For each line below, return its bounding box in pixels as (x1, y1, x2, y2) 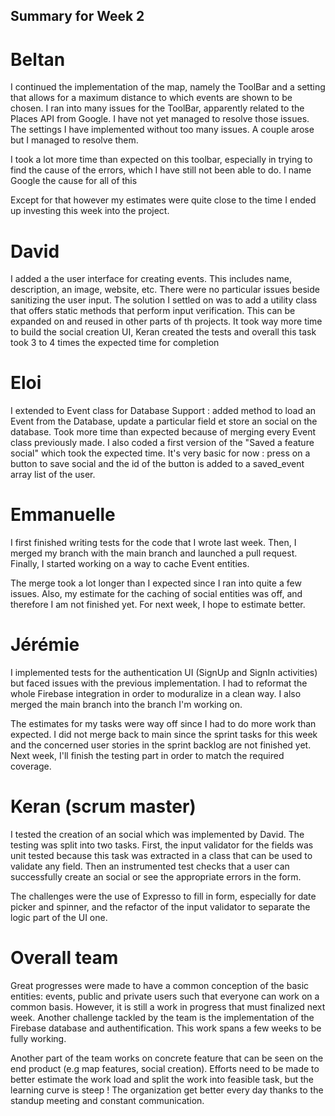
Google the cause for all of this (10, 175, 138, 187)
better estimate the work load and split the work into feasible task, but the (10, 1073, 315, 1085)
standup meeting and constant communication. (10, 1094, 205, 1106)
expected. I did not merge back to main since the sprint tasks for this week (10, 729, 318, 741)
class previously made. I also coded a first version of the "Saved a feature (10, 437, 315, 449)
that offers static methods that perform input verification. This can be (10, 305, 296, 317)
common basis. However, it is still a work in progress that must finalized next (10, 1000, 326, 1013)
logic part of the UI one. (10, 912, 108, 924)
